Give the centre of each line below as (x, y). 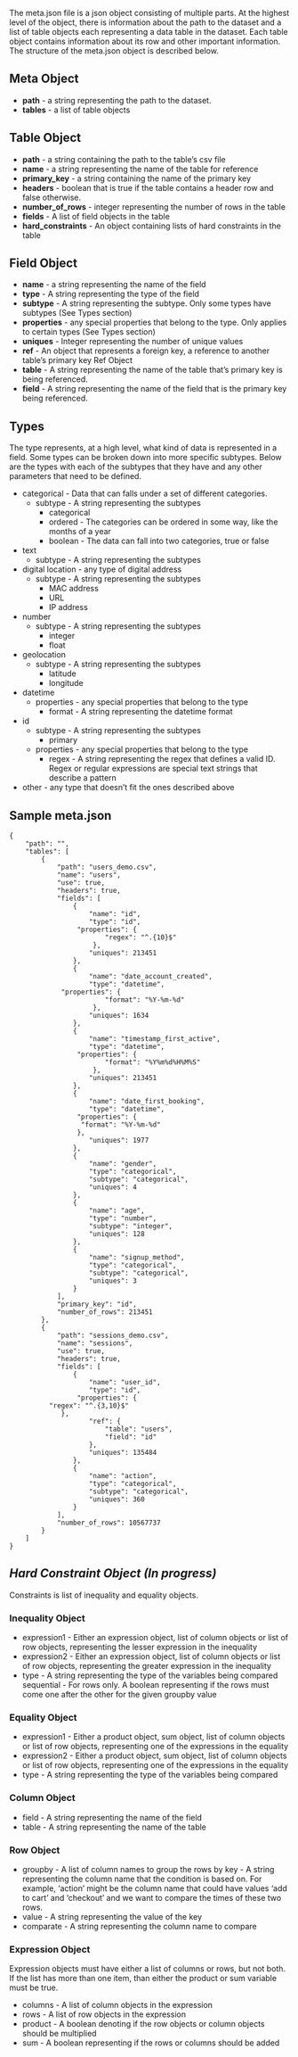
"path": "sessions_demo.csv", (113, 1336)
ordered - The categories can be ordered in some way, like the (163, 522)
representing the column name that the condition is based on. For (142, 1879)
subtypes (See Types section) (77, 313)
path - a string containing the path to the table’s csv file (124, 159)
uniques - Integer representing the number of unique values (133, 342)
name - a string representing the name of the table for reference (140, 169)
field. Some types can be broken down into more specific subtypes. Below (145, 458)
